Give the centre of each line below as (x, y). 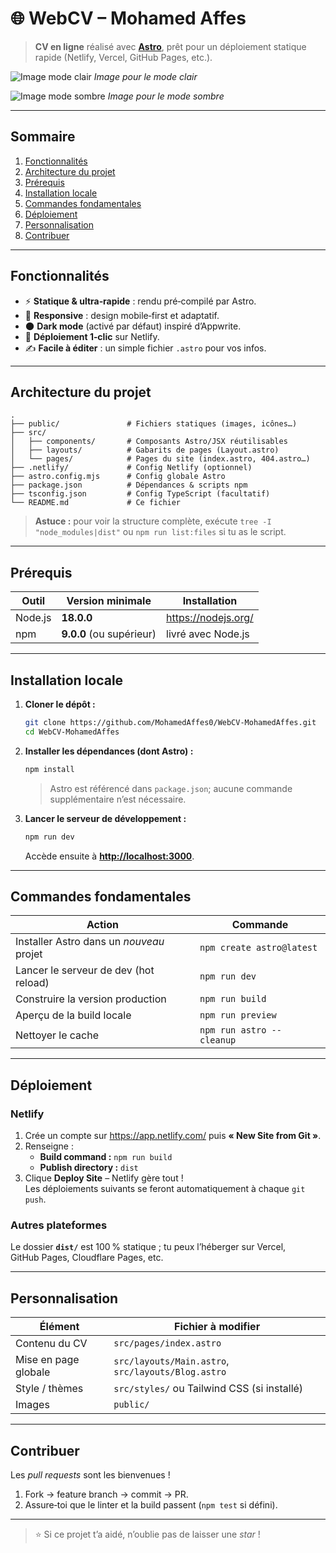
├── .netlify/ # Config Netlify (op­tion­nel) (131, 468)
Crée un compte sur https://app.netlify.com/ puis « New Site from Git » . (173, 1135)
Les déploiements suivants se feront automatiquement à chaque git (165, 1188)
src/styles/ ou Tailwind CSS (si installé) (208, 1389)
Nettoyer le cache (57, 1035)
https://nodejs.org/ (210, 618)
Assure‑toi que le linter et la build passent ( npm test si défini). (151, 1504)
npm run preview (238, 1015)
